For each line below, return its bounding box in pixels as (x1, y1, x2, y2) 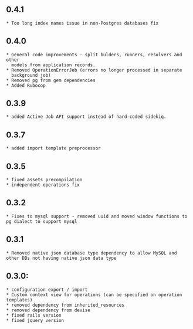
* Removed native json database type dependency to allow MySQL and (6, 250, 177, 256)
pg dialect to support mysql (6, 218, 77, 225)
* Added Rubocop (6, 82, 46, 89)
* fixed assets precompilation (6, 177, 83, 183)
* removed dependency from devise (6, 307, 91, 313)
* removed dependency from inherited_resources (6, 302, 125, 308)
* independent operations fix (6, 182, 80, 188)
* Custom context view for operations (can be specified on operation (6, 291, 182, 298)
